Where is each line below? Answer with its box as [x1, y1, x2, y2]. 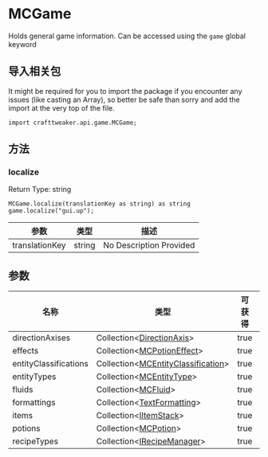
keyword [8, 39, 37, 49]
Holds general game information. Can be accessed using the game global [8, 31, 246, 41]
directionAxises [12, 332, 70, 343]
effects [12, 346, 39, 357]
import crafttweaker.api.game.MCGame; [8, 119, 137, 127]
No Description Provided [103, 240, 195, 251]
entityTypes [12, 371, 57, 382]
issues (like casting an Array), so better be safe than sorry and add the [8, 95, 241, 104]
